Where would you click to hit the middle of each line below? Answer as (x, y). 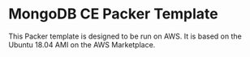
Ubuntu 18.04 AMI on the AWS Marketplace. (82, 44)
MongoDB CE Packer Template (114, 14)
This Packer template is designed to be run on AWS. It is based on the (125, 36)
